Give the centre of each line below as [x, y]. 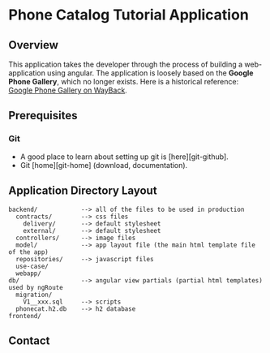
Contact [29, 340]
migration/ [34, 295]
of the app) [28, 252]
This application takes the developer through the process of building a [126, 64]
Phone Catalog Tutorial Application [129, 15]
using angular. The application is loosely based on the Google [150, 73]
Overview [34, 45]
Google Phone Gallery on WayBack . [68, 90]
